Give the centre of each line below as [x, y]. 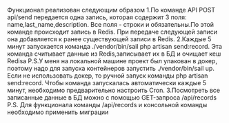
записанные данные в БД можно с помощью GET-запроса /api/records [112, 98]
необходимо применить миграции [58, 112]
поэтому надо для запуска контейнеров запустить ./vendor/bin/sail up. [111, 68]
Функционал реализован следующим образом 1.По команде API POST [111, 10]
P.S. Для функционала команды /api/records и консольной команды [107, 105]
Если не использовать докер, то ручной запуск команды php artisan [108, 76]
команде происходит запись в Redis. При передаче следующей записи [112, 32]
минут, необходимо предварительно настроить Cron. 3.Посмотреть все [114, 90]
